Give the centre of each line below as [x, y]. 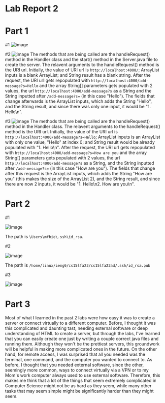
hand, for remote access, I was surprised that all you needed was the [75, 354]
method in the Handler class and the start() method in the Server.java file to [82, 60]
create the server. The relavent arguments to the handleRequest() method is [82, 65]
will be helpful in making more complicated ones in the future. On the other [81, 349]
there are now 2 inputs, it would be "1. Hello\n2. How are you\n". [70, 184]
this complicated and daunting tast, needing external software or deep [77, 328]
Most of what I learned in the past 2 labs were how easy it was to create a [80, 318]
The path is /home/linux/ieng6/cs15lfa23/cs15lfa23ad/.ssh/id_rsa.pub [78, 265]
